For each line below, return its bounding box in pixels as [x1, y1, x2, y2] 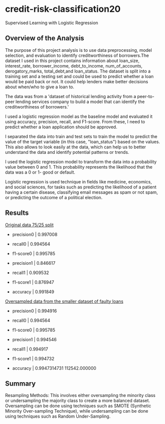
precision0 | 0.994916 [12, 308, 57, 314]
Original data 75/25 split [5, 222, 54, 228]
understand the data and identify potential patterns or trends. [5, 149, 130, 155]
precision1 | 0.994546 [12, 336, 57, 342]
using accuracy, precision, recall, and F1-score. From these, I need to [5, 118, 145, 124]
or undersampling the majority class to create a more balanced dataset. [5, 398, 150, 404]
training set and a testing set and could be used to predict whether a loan [5, 73, 154, 79]
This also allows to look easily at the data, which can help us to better [5, 144, 146, 150]
